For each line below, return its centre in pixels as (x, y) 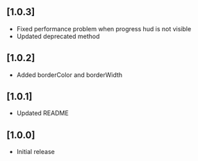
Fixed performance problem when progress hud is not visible (104, 28)
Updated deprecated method (58, 36)
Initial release (35, 152)
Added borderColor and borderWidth (69, 75)
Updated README (42, 113)
